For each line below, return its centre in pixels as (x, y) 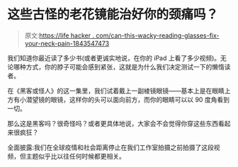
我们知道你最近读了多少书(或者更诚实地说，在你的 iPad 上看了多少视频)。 (114, 58)
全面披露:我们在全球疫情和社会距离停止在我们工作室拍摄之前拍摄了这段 (111, 147)
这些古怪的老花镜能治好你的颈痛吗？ (113, 15)
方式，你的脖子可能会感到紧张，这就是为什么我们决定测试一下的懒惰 (125, 67)
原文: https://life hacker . (59, 35)
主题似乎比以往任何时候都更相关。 (75, 156)
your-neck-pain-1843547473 (67, 43)
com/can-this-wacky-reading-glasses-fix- (157, 35)
